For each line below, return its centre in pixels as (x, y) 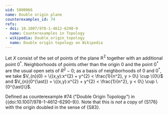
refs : (11, 24)
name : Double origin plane (34, 15)
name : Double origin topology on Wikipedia (56, 43)
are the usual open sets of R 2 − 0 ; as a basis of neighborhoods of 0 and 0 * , (83, 70)
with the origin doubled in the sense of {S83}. (53, 107)
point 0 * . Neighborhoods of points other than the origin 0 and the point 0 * (82, 64)
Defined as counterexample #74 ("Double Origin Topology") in (70, 96)
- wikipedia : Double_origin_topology (45, 38)
